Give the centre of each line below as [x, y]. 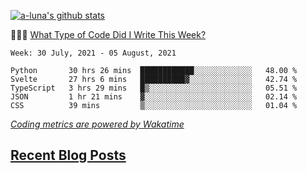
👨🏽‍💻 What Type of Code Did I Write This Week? [108, 34]
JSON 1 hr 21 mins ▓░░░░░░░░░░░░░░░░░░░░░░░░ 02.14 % [154, 97]
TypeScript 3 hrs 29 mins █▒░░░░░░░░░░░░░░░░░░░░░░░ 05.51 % [154, 88]
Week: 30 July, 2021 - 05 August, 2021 [93, 53]
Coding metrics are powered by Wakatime [97, 124]
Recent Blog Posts [68, 155]
